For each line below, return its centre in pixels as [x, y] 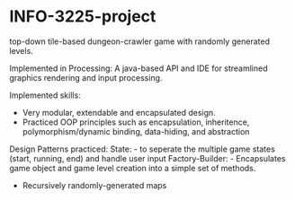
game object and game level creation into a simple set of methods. [133, 168]
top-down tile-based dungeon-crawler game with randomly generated [139, 41]
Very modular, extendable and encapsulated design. [119, 112]
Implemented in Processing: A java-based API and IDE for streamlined [139, 68]
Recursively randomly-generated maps [94, 185]
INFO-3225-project [83, 17]
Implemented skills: [45, 95]
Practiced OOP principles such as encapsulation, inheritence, [136, 122]
